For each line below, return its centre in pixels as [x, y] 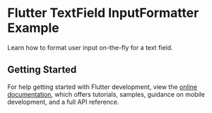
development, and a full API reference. [63, 102]
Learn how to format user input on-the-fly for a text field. [90, 47]
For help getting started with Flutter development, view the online [102, 87]
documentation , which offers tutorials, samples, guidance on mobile [106, 94]
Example [33, 28]
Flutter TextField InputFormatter [103, 13]
